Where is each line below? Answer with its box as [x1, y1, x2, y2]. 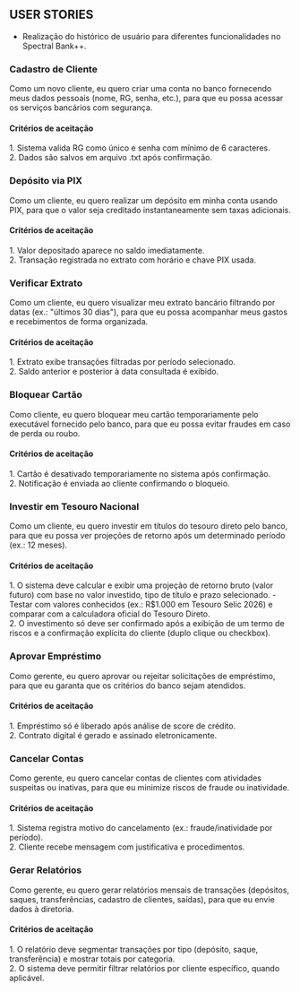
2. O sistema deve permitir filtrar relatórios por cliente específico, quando [9, 962, 280, 973]
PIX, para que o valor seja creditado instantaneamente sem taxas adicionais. [9, 204, 291, 215]
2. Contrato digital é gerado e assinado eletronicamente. [9, 729, 218, 740]
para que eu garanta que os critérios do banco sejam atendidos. [9, 680, 246, 691]
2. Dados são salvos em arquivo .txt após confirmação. [9, 152, 213, 163]
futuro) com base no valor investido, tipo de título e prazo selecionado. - [9, 590, 277, 600]
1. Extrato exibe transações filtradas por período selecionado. [9, 357, 236, 367]
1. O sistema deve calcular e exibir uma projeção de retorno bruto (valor [9, 580, 274, 591]
